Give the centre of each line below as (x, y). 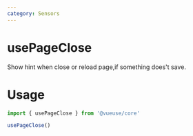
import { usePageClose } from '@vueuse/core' (73, 113)
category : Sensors (33, 13)
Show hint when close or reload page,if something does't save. (96, 67)
